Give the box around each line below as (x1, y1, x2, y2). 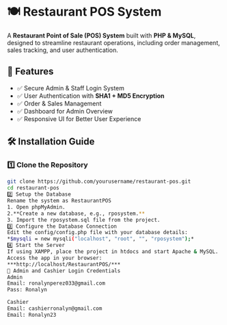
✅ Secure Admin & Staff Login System (16, 83, 125, 92)
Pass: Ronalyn (7, 287, 48, 294)
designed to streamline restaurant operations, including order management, (7, 38, 220, 47)
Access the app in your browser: (7, 255, 103, 261)
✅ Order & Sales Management (16, 99, 102, 107)
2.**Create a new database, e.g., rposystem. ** (7, 210, 146, 217)
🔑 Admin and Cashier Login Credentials (7, 267, 121, 274)
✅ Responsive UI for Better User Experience (16, 114, 142, 122)
